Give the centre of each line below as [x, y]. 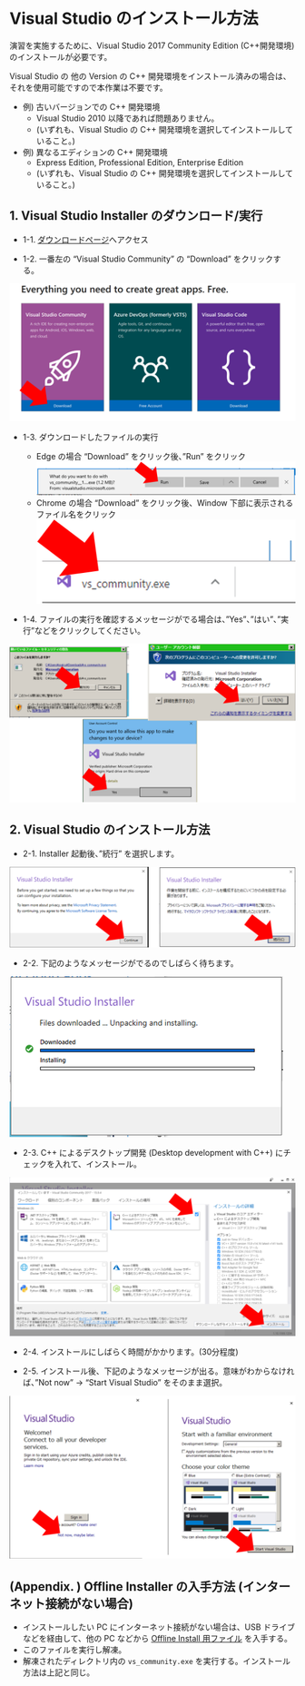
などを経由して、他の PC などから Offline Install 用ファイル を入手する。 [157, 1639]
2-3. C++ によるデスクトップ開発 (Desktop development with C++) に [153, 1152]
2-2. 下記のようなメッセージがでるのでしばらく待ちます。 [130, 962]
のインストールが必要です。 [61, 56]
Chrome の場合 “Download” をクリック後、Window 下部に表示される [164, 503]
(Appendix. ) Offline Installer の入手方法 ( [126, 1587]
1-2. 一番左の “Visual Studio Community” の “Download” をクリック [148, 259]
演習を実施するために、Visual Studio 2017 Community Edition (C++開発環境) [152, 45]
